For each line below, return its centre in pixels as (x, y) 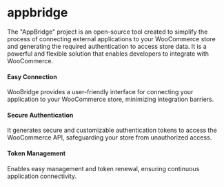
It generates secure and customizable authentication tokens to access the (112, 130)
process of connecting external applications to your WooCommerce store (111, 38)
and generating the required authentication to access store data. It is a (107, 46)
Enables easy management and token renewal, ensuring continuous (103, 168)
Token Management (37, 153)
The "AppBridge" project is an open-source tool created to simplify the (108, 32)
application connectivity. (42, 176)
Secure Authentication (40, 115)
